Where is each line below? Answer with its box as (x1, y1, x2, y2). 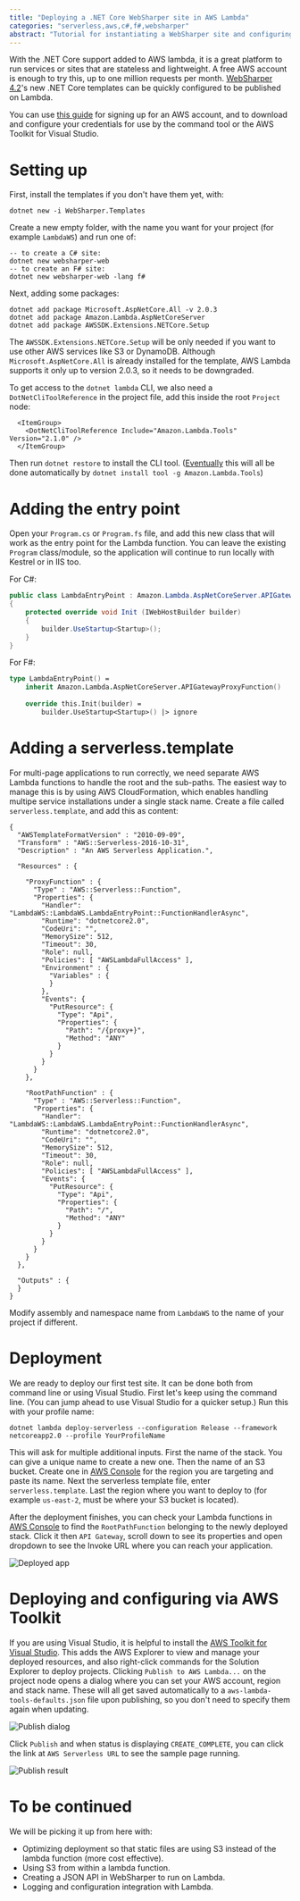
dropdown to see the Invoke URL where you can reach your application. (9, 1540, 273, 1551)
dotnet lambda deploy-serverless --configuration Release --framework (9, 1423, 278, 1432)
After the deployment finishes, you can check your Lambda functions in (9, 1512, 272, 1522)
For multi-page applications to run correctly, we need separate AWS (9, 767, 260, 778)
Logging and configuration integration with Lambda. (21, 1881, 214, 1892)
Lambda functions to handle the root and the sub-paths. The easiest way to (9, 776, 287, 787)
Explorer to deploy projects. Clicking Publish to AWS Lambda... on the (9, 1665, 266, 1676)
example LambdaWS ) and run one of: (9, 231, 137, 242)
